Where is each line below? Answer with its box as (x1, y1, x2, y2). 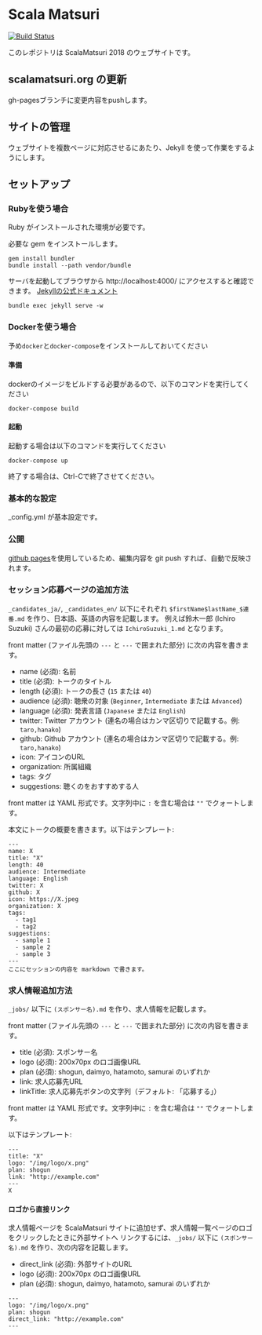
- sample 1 (15, 936, 51, 944)
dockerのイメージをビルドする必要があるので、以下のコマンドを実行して (8, 379, 243, 388)
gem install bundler (8, 255, 76, 263)
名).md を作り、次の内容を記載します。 (8, 1242, 133, 1253)
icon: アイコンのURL (19, 752, 86, 761)
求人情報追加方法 (8, 985, 73, 996)
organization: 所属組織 (19, 761, 92, 771)
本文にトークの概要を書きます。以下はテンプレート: (8, 824, 175, 833)
